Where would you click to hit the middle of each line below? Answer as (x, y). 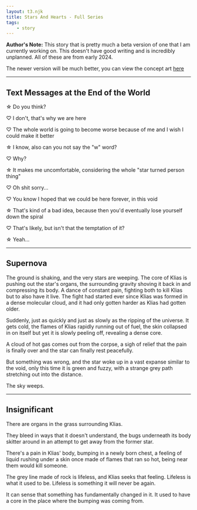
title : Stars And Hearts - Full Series (55, 17)
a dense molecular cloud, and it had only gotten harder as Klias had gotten (96, 302)
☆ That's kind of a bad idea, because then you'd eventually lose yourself (94, 211)
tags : (13, 22)
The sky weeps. (25, 385)
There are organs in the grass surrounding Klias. (64, 424)
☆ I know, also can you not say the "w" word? (62, 147)
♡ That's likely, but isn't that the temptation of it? (65, 228)
